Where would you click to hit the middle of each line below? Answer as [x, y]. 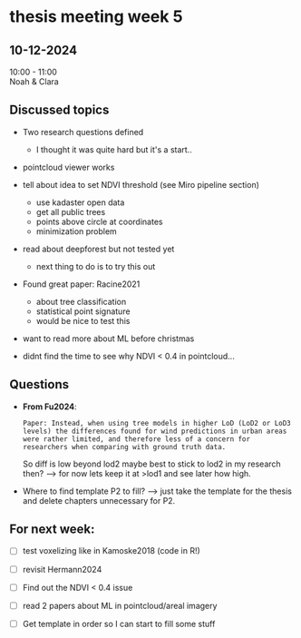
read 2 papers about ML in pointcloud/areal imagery [120, 605]
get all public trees [71, 211]
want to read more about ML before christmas [108, 339]
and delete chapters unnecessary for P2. [99, 500]
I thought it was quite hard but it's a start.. [114, 149]
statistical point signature [83, 311]
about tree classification [81, 301]
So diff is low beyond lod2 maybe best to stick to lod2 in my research [151, 464]
